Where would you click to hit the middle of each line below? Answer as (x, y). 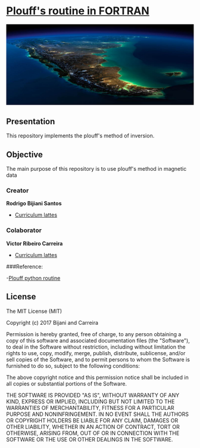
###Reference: (25, 267)
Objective (25, 154)
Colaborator (24, 230)
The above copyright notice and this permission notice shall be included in (97, 377)
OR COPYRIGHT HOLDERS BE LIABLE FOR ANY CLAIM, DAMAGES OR (92, 420)
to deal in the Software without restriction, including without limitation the (96, 347)
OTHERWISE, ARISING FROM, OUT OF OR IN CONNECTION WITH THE (93, 433)
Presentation (31, 121)
